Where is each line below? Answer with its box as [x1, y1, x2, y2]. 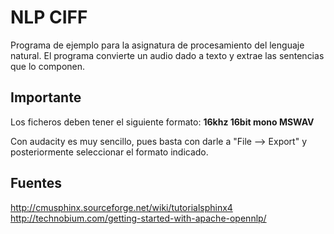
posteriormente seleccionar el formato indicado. [10, 146, 209, 158]
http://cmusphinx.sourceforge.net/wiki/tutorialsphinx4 [10, 201, 233, 213]
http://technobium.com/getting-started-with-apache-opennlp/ [10, 212, 267, 224]
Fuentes [10, 175, 63, 192]
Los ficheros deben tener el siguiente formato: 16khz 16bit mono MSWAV [10, 116, 315, 128]
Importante [10, 89, 82, 106]
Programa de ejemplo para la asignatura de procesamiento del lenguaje [10, 39, 305, 51]
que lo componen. [10, 60, 86, 72]
